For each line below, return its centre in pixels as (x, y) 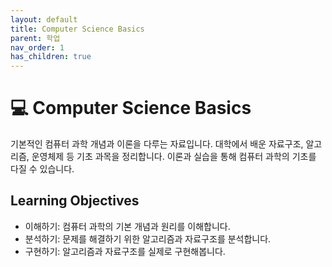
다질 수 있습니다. (42, 169)
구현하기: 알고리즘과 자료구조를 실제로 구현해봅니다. (125, 251)
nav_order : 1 (37, 47)
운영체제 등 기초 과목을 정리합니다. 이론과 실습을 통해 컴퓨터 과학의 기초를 (174, 157)
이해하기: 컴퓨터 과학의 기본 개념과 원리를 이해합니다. (127, 226)
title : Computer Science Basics (77, 29)
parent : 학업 (35, 38)
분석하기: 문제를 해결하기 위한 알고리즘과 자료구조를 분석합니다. (148, 238)
